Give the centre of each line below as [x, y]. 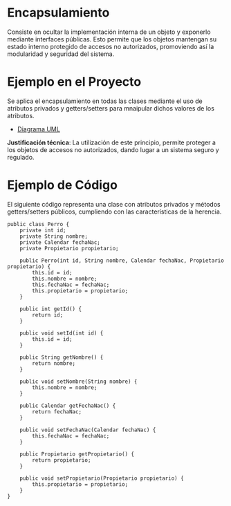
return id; [48, 315]
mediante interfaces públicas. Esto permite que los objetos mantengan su [112, 39]
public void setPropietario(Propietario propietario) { [102, 478]
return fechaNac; [57, 412]
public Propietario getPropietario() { [77, 454]
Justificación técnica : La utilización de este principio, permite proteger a [112, 142]
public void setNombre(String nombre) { [78, 382]
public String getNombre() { [62, 357]
